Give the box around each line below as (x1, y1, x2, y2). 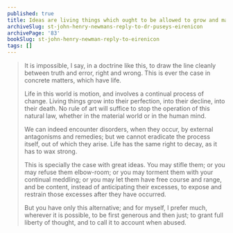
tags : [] (7, 42, 33, 49)
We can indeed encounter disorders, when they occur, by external (24, 126, 214, 133)
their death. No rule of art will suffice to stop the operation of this (24, 105, 210, 112)
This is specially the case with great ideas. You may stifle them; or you (24, 161, 225, 169)
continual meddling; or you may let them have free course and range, (24, 175, 222, 184)
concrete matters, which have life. (24, 76, 121, 84)
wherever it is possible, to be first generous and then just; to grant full (24, 211, 224, 219)
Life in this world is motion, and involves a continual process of (24, 89, 205, 98)
